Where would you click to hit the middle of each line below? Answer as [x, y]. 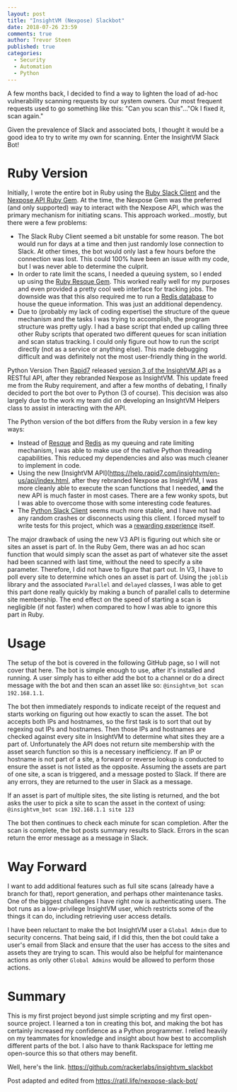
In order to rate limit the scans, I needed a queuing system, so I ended [119, 274]
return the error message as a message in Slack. [78, 838]
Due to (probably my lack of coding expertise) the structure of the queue [123, 311]
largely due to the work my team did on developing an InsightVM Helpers [114, 401]
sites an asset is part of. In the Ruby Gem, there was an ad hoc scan [106, 547]
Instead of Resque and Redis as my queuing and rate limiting [106, 443]
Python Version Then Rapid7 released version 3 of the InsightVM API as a [114, 370]
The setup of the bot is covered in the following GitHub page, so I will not [114, 663]
